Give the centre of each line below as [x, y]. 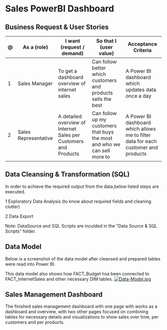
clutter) [13, 206]
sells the [102, 99]
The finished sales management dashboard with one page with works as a [81, 307]
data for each [141, 141]
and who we [106, 144]
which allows [141, 129]
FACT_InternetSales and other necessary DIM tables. [59, 279]
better [99, 68]
